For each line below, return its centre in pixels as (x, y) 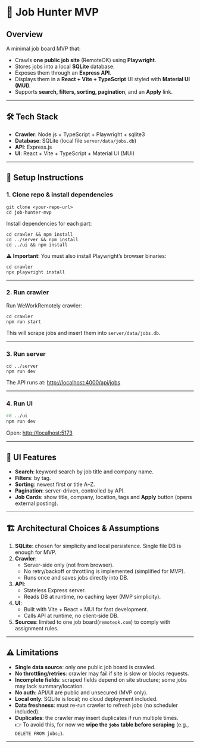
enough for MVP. (35, 552)
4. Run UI (19, 404)
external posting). (36, 503)
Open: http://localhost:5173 (40, 433)
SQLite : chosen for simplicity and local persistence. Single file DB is (98, 546)
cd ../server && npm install (42, 239)
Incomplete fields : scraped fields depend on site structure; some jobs (101, 679)
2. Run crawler (28, 293)
